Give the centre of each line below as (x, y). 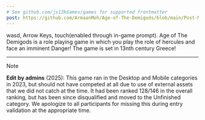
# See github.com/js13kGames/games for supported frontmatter (87, 12)
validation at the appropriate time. (49, 110)
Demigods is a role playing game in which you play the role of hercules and (101, 42)
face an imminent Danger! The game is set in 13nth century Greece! (91, 48)
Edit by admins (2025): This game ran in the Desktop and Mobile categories (102, 78)
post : (13, 18)
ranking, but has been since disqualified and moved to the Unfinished (94, 97)
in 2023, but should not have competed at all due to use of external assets (100, 84)
